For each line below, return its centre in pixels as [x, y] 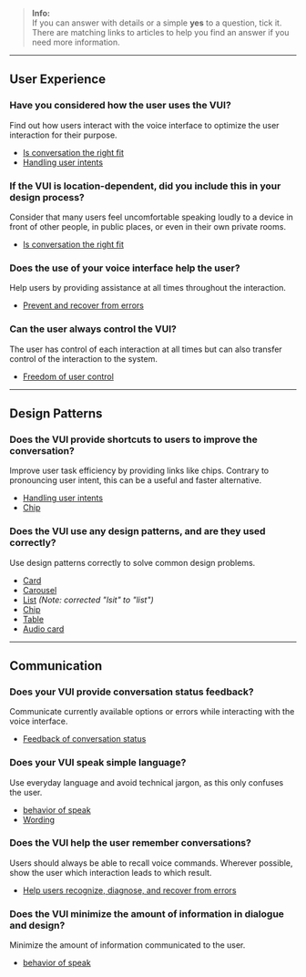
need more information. [76, 42]
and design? [37, 925]
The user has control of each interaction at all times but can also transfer [146, 349]
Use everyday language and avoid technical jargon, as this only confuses [147, 782]
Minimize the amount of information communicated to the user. [127, 945]
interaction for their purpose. [63, 135]
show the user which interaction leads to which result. [111, 872]
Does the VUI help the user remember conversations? [131, 843]
